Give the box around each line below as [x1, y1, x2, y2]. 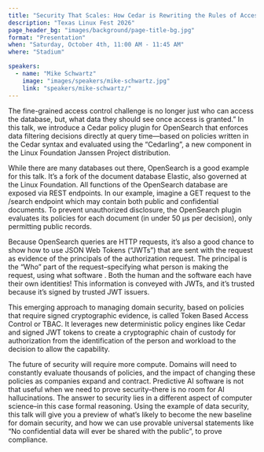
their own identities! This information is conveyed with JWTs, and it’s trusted [8, 279, 255, 288]
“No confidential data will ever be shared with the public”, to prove [8, 426, 222, 435]
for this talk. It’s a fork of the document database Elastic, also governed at [8, 171, 247, 181]
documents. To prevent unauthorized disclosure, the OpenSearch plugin [8, 205, 242, 214]
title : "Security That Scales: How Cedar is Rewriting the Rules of [8, 11, 237, 20]
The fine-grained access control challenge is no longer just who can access [8, 106, 254, 115]
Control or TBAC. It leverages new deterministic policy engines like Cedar [8, 319, 246, 328]
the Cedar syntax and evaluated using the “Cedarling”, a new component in [8, 139, 252, 149]
